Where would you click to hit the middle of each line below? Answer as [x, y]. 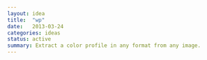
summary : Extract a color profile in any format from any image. [104, 46]
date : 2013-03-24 [36, 26]
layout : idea [26, 13]
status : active [29, 39]
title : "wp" [26, 20]
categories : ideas [34, 33]
